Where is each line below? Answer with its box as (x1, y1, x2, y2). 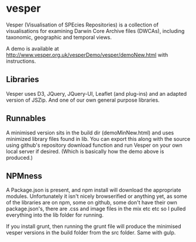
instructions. (6, 58, 36, 65)
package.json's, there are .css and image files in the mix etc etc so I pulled (6, 205, 186, 213)
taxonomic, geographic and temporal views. (6, 33, 112, 41)
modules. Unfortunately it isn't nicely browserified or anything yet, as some (6, 193, 187, 200)
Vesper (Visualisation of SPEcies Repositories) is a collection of (6, 21, 159, 28)
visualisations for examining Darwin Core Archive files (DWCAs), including (6, 27, 185, 34)
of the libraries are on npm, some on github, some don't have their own (6, 199, 177, 206)
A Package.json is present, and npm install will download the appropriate (6, 187, 181, 194)
